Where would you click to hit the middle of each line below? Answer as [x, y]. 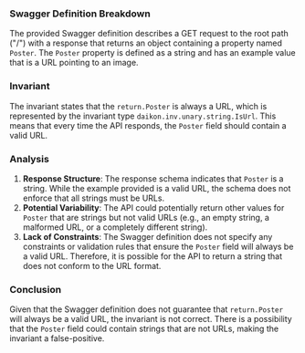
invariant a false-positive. [57, 338]
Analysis [30, 159]
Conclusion [36, 289]
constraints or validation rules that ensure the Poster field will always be [158, 246]
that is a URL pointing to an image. [74, 63]
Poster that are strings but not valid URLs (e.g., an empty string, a [146, 217]
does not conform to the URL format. [92, 265]
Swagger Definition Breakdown [80, 14]
